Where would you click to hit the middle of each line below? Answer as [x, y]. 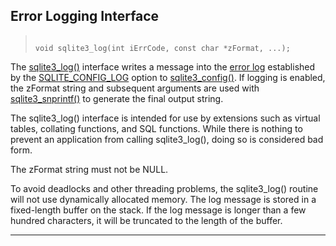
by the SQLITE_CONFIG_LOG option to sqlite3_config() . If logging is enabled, [168, 77]
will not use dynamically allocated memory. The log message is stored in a [163, 199]
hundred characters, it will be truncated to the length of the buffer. [146, 220]
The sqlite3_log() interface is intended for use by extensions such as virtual [165, 118]
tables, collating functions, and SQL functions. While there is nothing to [156, 128]
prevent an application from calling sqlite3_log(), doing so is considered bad [167, 139]
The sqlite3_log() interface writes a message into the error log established [163, 66]
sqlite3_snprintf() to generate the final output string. [117, 98]
